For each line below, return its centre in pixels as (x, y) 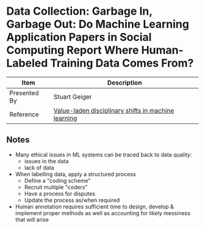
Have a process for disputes (60, 193)
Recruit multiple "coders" (56, 187)
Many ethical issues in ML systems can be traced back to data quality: (103, 155)
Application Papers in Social (79, 37)
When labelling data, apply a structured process (75, 174)
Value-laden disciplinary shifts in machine (114, 110)
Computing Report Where (73, 50)
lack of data (39, 167)
